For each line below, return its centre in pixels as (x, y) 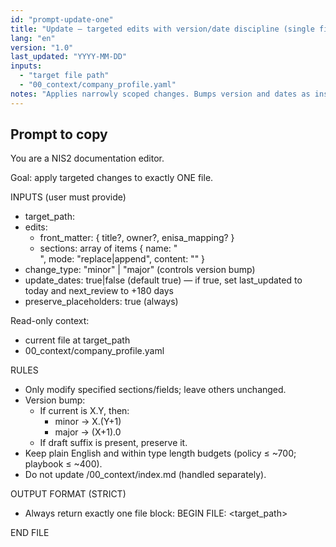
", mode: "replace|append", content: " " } (122, 259)
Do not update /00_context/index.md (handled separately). (145, 475)
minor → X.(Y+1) (88, 422)
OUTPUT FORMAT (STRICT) (68, 494)
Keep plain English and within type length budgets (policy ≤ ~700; (160, 453)
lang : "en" (33, 38)
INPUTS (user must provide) (68, 197)
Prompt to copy (59, 134)
